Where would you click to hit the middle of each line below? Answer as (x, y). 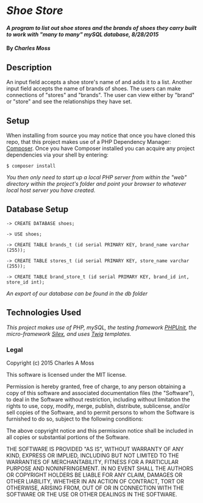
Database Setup (37, 209)
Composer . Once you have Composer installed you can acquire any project (101, 148)
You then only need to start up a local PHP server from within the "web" (97, 177)
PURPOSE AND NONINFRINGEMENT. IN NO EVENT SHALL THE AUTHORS (100, 468)
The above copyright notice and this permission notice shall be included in (100, 430)
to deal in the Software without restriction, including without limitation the (98, 399)
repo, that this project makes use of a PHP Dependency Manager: (89, 142)
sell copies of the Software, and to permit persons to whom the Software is (101, 412)
